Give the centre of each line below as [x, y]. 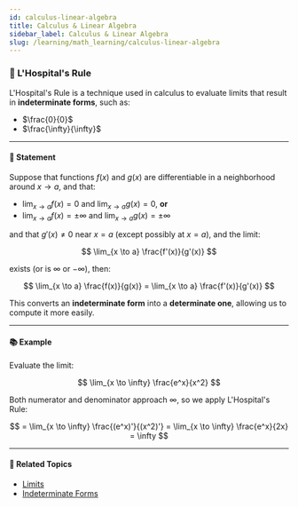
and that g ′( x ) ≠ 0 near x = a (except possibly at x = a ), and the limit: [135, 234]
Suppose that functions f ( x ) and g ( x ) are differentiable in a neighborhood [142, 177]
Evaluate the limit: [42, 365]
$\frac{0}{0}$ [47, 119]
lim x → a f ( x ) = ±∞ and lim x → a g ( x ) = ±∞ [96, 216]
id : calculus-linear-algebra [63, 17]
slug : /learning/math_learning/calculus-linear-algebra [114, 42]
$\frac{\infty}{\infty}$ [62, 129]
